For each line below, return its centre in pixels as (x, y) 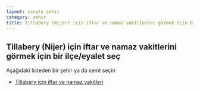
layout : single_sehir (33, 12)
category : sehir (26, 17)
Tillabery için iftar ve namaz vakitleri (59, 82)
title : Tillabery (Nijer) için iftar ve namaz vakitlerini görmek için (97, 23)
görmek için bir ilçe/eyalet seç (63, 56)
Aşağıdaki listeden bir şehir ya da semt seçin (61, 70)
